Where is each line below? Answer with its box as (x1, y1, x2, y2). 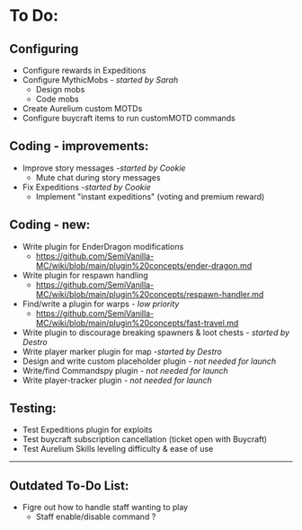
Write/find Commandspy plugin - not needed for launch (22, 365, 229, 375)
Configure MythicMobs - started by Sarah (22, 75, 179, 85)
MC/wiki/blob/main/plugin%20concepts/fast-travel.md (35, 317, 239, 328)
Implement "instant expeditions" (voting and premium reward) (35, 190, 265, 202)
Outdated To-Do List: (9, 478, 129, 493)
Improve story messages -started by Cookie (22, 163, 186, 173)
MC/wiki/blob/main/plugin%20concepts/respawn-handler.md (35, 288, 264, 299)
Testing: (9, 401, 57, 416)
